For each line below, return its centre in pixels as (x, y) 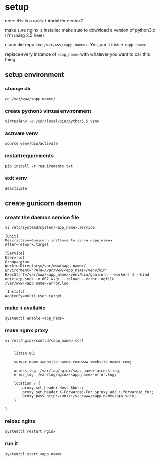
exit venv (16, 178)
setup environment (35, 75)
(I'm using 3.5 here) (25, 35)
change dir (18, 88)
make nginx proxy (27, 330)
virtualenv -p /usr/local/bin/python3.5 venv (52, 121)
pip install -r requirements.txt (39, 166)
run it (11, 444)
